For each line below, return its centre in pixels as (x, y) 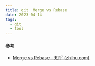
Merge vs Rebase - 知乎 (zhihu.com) (51, 58)
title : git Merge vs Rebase (36, 10)
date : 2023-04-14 (24, 15)
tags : (11, 19)
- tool (17, 29)
